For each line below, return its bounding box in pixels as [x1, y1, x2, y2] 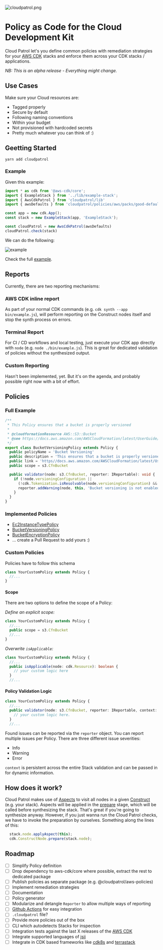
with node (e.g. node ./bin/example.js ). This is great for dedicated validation [5, 345, 158, 351]
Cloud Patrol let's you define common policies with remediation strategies [5, 48, 153, 53]
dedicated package [12, 874, 51, 879]
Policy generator [12, 895, 45, 901]
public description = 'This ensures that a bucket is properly [9, 454, 140, 459]
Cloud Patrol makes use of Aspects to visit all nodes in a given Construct [5, 797, 150, 802]
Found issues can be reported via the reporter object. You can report [5, 730, 144, 736]
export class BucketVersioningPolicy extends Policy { [5, 445, 118, 450]
